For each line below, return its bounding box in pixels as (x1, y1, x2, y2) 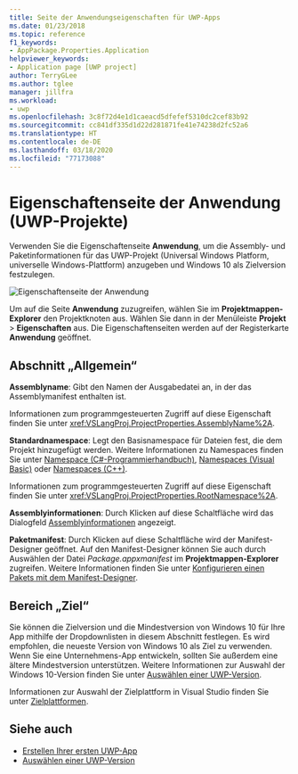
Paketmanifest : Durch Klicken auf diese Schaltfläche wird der (9, 534, 236, 545)
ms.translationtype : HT (9, 129, 98, 138)
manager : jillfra (9, 87, 74, 96)
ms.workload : (9, 95, 58, 105)
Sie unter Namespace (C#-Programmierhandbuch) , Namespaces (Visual (9, 454, 275, 465)
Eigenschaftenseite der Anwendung (9, 193, 282, 212)
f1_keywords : (9, 37, 58, 47)
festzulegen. (9, 269, 55, 280)
